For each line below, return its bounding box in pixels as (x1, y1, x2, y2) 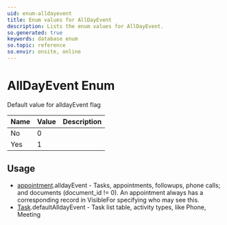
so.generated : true (7, 29, 63, 36)
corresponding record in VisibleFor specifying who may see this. (16, 196, 200, 204)
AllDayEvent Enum (7, 78, 115, 93)
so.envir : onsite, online (7, 49, 81, 56)
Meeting (16, 210, 41, 218)
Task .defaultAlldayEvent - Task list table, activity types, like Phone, (16, 203, 206, 211)
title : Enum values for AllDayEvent (7, 16, 112, 23)
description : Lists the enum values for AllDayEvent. (7, 23, 165, 29)
